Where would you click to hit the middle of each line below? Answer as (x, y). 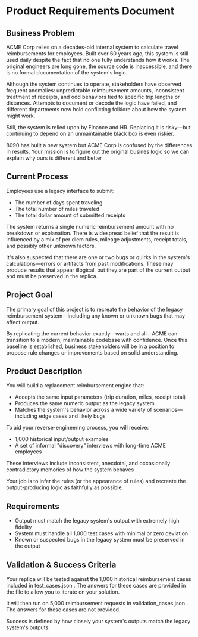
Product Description (44, 372)
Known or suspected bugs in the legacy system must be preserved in (100, 540)
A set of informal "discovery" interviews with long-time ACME (90, 446)
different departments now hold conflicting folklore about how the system (96, 109)
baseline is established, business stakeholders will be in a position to (90, 346)
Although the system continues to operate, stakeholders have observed (94, 84)
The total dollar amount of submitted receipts (70, 215)
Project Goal (29, 295)
